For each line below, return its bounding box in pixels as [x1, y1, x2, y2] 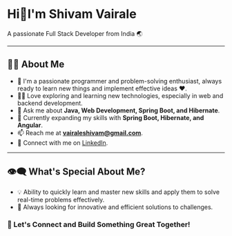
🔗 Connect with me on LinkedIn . [17, 138, 108, 147]
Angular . [17, 121, 43, 129]
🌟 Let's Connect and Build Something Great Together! [7, 220, 191, 230]
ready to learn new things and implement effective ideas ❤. [17, 84, 188, 92]
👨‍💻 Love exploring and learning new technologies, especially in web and [17, 91, 224, 99]
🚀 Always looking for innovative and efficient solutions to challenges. [17, 203, 213, 211]
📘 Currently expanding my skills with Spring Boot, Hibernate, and [17, 113, 204, 121]
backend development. [17, 99, 83, 107]
